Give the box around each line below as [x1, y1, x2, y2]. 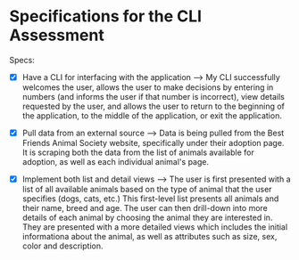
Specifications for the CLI [9, 6, 203, 27]
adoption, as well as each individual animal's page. [21, 157, 210, 167]
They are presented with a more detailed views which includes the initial [21, 222, 288, 232]
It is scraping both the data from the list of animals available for [21, 147, 254, 158]
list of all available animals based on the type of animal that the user [21, 184, 272, 195]
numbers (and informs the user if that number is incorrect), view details [21, 92, 286, 102]
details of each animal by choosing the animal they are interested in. [21, 212, 273, 223]
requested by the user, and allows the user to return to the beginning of [21, 101, 286, 111]
